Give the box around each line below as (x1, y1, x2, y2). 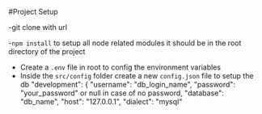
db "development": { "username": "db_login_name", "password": (19, 80, 236, 89)
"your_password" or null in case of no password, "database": (19, 88, 225, 98)
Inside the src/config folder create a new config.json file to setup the (19, 71, 254, 80)
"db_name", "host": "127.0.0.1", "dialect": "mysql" (19, 97, 183, 106)
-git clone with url (8, 23, 67, 32)
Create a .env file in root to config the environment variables (19, 62, 221, 72)
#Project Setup (8, 7, 58, 16)
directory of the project (8, 47, 86, 56)
